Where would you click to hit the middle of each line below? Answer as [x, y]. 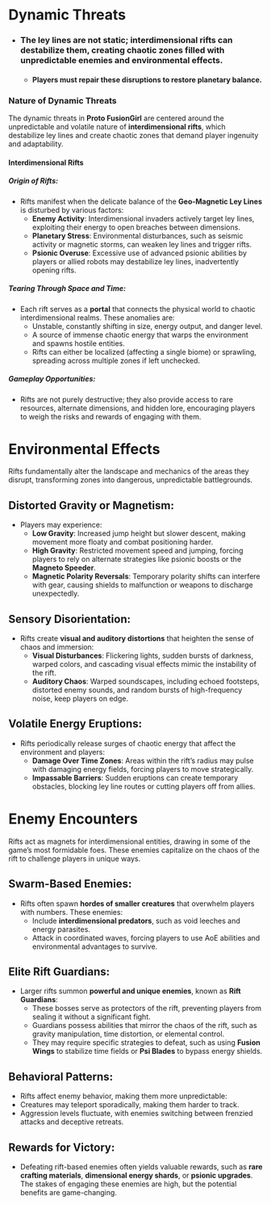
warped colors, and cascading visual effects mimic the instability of [144, 664]
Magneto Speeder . [64, 568]
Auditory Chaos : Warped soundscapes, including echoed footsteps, [146, 681]
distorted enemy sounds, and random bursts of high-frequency [137, 690]
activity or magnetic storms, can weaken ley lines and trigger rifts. [142, 244]
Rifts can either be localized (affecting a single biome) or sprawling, [144, 352]
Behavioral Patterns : [61, 1076]
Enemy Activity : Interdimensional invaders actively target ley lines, [143, 218]
